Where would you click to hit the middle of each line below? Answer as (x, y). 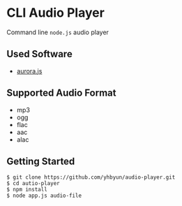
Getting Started (41, 161)
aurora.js (29, 71)
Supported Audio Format (61, 93)
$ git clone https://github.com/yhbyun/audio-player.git (91, 177)
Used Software (39, 54)
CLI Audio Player (56, 13)
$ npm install (27, 190)
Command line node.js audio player (58, 32)
